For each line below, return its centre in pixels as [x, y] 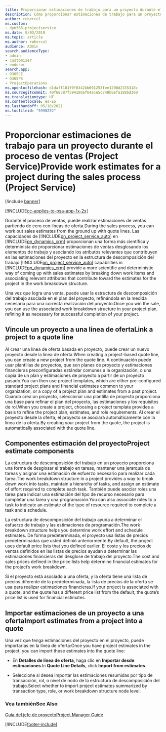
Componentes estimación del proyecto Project [77, 443]
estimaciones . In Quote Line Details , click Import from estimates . [79, 666]
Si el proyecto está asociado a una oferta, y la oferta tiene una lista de [76, 576]
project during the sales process [73, 177]
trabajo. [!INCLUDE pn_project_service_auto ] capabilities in [64, 262]
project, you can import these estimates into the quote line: [65, 651]
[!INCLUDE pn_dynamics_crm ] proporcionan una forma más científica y [77, 241]
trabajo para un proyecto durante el [79, 146]
